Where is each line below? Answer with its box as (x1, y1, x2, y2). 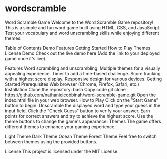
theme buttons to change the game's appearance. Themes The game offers (5, 118, 161, 124)
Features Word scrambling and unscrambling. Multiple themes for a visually (5, 65, 161, 71)
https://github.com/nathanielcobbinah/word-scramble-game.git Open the (5, 92, 156, 98)
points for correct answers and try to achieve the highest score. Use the (5, 113, 153, 119)
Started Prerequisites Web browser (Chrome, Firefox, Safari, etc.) (5, 81, 140, 87)
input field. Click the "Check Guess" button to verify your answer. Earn (5, 108, 150, 114)
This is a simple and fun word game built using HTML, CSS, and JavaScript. (5, 24, 161, 30)
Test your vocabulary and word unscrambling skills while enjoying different (5, 30, 159, 36)
